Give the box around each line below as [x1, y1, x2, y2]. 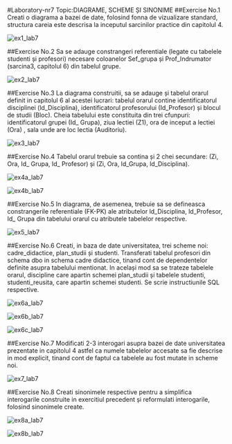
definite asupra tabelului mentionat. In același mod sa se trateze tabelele [7, 263, 214, 272]
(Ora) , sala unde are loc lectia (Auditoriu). [7, 126, 127, 133]
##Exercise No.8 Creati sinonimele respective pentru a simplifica [7, 388, 192, 396]
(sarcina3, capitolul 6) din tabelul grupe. [7, 62, 121, 70]
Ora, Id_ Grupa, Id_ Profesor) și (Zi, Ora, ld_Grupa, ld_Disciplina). [7, 160, 190, 168]
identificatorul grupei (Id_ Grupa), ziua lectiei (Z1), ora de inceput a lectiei [7, 118, 215, 127]
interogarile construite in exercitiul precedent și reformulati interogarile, [7, 396, 210, 403]
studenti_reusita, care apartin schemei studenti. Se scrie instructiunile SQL [7, 278, 220, 286]
